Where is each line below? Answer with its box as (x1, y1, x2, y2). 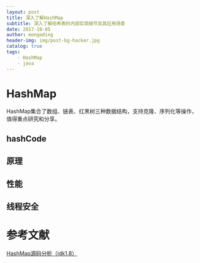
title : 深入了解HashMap (6, 15, 63, 21)
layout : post (6, 9, 40, 15)
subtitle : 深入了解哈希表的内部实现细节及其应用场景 (6, 20, 126, 26)
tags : (6, 49, 20, 55)
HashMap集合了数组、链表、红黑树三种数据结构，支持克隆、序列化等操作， (6, 108, 198, 115)
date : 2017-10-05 (6, 26, 51, 32)
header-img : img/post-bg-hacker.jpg (6, 37, 100, 44)
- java (17, 60, 34, 66)
